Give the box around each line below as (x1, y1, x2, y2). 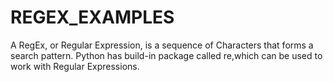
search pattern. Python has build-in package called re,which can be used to (10, 49, 323, 61)
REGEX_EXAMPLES (10, 6, 175, 29)
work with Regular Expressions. (10, 60, 140, 72)
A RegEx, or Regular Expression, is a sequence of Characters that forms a (10, 39, 314, 51)
